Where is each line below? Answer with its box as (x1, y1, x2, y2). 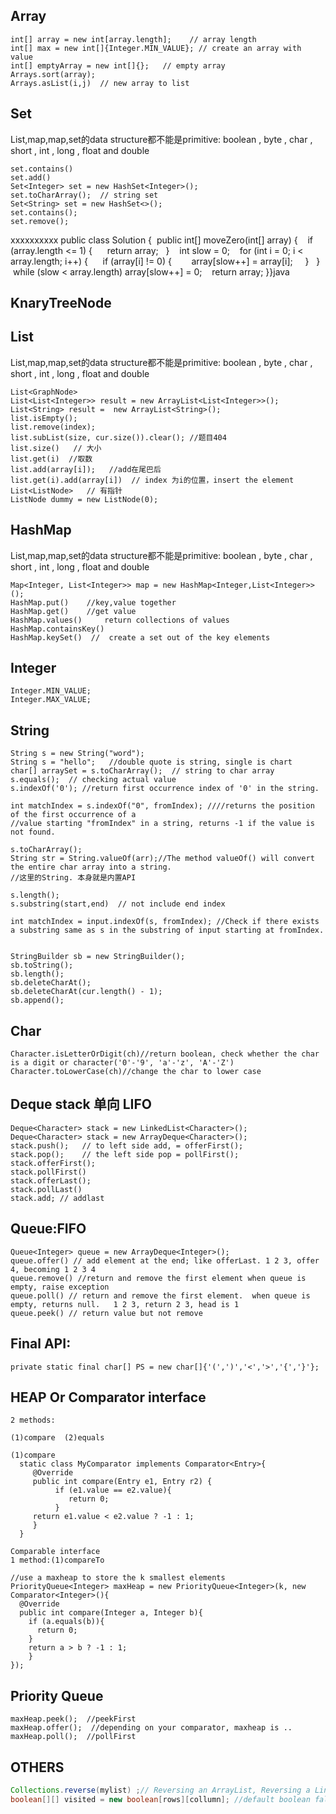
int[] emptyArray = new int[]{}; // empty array (10, 60, 226, 71)
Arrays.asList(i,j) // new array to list (10, 78, 190, 88)
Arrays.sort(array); (10, 69, 97, 79)
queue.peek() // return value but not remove (10, 1308, 203, 1318)
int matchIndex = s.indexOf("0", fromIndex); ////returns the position (10, 801, 315, 811)
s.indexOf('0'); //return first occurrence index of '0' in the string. (10, 784, 320, 794)
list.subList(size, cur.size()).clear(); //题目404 (10, 432, 227, 443)
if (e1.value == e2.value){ (54, 1485, 172, 1496)
